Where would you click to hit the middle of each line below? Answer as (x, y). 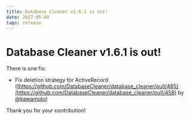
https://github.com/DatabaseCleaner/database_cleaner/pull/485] (99, 86)
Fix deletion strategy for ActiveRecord (62, 80)
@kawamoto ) (31, 99)
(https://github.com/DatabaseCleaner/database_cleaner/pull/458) (96, 93)
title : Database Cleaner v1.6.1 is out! (57, 12)
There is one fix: (26, 68)
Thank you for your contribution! (46, 110)
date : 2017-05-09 (28, 17)
